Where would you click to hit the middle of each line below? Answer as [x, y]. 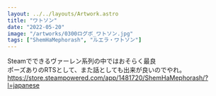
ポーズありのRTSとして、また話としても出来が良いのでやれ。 [97, 70]
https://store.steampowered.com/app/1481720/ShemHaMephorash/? [108, 78]
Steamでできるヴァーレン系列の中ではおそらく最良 [82, 61]
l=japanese [24, 85]
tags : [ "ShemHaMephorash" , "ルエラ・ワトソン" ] [74, 40]
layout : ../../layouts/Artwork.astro [63, 14]
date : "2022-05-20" [36, 27]
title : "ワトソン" [33, 20]
